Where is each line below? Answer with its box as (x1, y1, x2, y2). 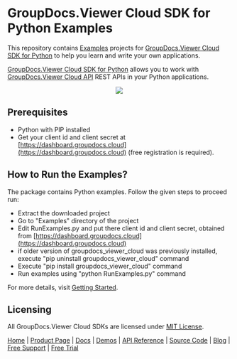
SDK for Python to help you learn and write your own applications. (7, 51, 201, 60)
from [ (17, 231, 36, 240)
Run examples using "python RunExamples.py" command (17, 269, 187, 278)
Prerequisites (7, 107, 68, 119)
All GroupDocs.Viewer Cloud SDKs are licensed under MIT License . (7, 322, 204, 331)
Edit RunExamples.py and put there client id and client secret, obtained (17, 224, 225, 232)
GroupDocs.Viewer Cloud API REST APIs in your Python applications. (7, 73, 209, 81)
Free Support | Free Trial (7, 343, 79, 353)
